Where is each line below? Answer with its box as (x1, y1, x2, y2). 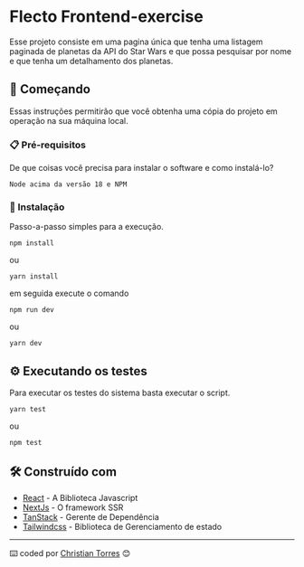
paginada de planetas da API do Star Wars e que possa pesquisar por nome (9, 45, 292, 56)
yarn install (9, 272, 59, 281)
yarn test (9, 405, 47, 414)
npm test (9, 439, 43, 448)
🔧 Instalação (9, 201, 65, 213)
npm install (9, 239, 54, 248)
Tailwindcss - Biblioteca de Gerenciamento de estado (22, 521, 223, 532)
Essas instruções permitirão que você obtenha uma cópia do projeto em (9, 106, 278, 117)
